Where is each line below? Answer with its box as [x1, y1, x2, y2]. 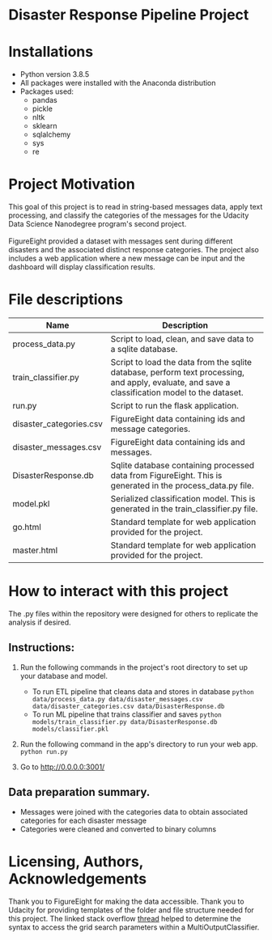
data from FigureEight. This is [110, 470, 223, 481]
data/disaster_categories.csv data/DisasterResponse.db [32, 702, 225, 710]
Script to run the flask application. [110, 400, 239, 411]
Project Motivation [8, 176, 135, 193]
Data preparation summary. [8, 785, 151, 799]
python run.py [19, 747, 68, 756]
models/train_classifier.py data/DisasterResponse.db [32, 718, 218, 726]
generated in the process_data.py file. [110, 480, 254, 491]
